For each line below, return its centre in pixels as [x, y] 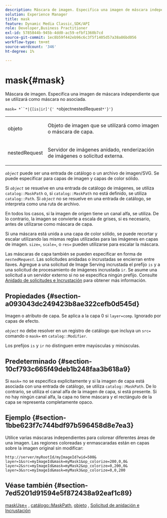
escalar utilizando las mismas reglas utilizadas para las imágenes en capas [82, 239]
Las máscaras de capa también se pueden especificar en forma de [74, 254]
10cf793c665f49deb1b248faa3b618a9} [68, 369]
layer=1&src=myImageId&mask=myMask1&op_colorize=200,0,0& [66, 461]
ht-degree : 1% [20, 51]
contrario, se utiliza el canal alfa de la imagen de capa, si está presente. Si [81, 392]
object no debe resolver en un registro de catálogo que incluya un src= [78, 331]
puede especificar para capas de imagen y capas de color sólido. [72, 178]
